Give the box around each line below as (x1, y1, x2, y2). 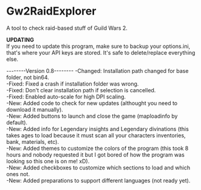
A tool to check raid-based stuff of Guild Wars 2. (6, 24, 128, 32)
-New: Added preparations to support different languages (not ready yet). (6, 177, 191, 184)
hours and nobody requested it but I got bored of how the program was (6, 151, 185, 158)
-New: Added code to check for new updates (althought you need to (6, 99, 178, 107)
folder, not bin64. (6, 73, 50, 81)
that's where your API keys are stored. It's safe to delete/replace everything (6, 49, 196, 56)
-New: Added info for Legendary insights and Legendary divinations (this (6, 125, 189, 132)
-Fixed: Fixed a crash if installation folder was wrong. (6, 80, 139, 87)
